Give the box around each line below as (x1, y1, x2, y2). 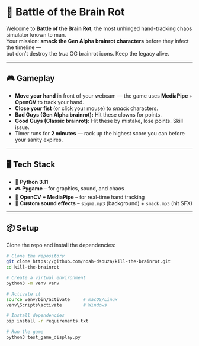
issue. (14, 124, 30, 131)
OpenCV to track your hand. (14, 98, 84, 105)
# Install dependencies (6, 313, 65, 319)
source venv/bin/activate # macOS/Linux (6, 296, 118, 302)
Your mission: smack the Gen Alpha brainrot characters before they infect (6, 37, 189, 44)
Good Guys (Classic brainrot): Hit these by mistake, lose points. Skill (14, 117, 184, 124)
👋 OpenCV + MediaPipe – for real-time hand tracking (14, 193, 145, 201)
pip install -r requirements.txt (6, 318, 89, 324)
